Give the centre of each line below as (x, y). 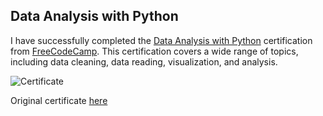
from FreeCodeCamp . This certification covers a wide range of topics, (154, 51)
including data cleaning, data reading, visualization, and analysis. (144, 61)
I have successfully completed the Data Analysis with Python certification (161, 40)
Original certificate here (59, 100)
